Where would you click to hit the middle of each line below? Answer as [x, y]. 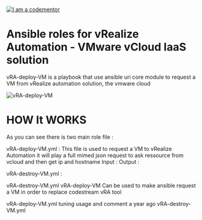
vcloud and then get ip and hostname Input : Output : [73, 161]
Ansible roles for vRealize [73, 34]
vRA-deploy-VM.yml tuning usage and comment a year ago [81, 204]
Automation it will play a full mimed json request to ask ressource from [95, 155]
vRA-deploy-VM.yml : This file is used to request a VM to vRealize [89, 148]
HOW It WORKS [47, 120]
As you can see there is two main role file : [60, 137]
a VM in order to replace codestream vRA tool [64, 192]
